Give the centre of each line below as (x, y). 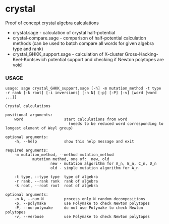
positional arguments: (29, 115)
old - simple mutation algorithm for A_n (94, 168)
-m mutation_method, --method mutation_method (64, 155)
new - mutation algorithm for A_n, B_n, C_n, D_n (103, 164)
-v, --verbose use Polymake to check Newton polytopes (82, 217)
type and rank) (28, 49)
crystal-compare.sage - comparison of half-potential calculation (79, 38)
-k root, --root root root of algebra (56, 186)
